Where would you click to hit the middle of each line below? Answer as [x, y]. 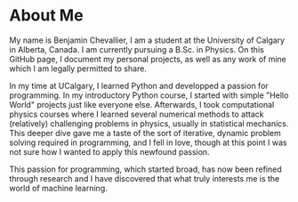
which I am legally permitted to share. [78, 69]
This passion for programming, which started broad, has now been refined [145, 169]
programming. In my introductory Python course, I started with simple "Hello [149, 95]
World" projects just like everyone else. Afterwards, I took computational [142, 104]
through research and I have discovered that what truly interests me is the [145, 178]
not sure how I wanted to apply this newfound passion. [110, 151]
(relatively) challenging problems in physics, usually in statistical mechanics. [149, 123]
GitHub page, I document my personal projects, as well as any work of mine [148, 59]
